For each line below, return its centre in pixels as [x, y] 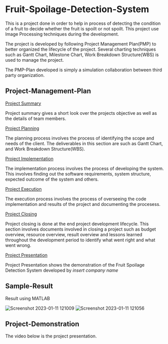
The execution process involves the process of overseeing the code [76, 199]
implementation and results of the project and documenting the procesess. [83, 204]
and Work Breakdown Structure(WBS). [45, 149]
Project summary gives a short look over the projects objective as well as [81, 113]
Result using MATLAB [28, 298]
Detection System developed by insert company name [62, 270]
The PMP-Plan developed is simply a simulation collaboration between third [84, 70]
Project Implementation [30, 158]
